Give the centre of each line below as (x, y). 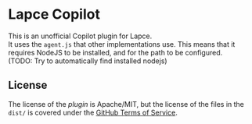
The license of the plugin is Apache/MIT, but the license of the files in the (126, 104)
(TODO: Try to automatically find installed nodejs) (88, 61)
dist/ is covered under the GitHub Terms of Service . (93, 112)
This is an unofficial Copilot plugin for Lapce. (80, 36)
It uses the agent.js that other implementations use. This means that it (122, 44)
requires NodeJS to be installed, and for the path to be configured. (115, 52)
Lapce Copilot (54, 14)
